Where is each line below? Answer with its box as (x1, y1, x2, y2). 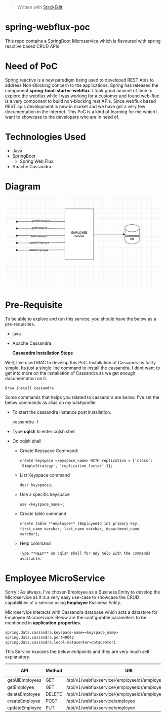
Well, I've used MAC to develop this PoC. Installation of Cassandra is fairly (5, 359, 156, 365)
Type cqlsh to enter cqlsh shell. (12, 428, 77, 434)
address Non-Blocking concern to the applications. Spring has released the (5, 82, 159, 88)
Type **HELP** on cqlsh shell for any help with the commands (19, 551, 151, 556)
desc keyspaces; (19, 482, 53, 488)
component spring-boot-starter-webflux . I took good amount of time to (5, 87, 153, 93)
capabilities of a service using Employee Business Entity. (5, 599, 122, 605)
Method (45, 667, 63, 673)
